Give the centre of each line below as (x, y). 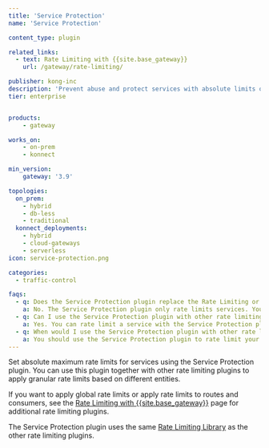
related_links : (34, 52)
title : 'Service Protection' (57, 16)
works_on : (25, 140)
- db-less (39, 213)
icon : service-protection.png (59, 258)
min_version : (30, 169)
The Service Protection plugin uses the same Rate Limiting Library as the (128, 427)
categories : (28, 272)
